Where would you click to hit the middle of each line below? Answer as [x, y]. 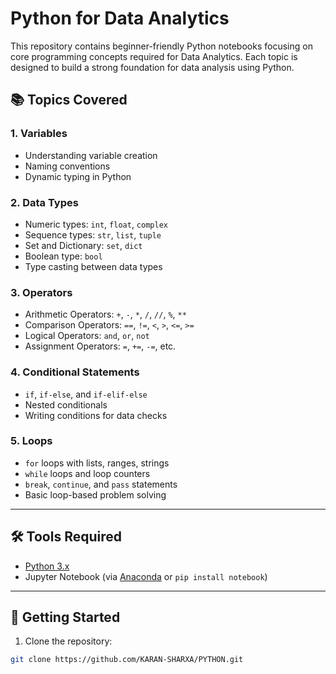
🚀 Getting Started [65, 617]
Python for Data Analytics [120, 18]
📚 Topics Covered [69, 100]
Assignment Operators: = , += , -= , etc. [100, 346]
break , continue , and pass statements [101, 484]
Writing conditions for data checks [96, 415]
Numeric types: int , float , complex [96, 224]
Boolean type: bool [63, 256]
